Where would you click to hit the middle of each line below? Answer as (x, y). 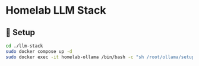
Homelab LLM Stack (56, 10)
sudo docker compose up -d (39, 51)
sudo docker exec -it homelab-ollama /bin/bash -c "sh (75, 57)
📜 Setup (20, 32)
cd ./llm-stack (24, 46)
